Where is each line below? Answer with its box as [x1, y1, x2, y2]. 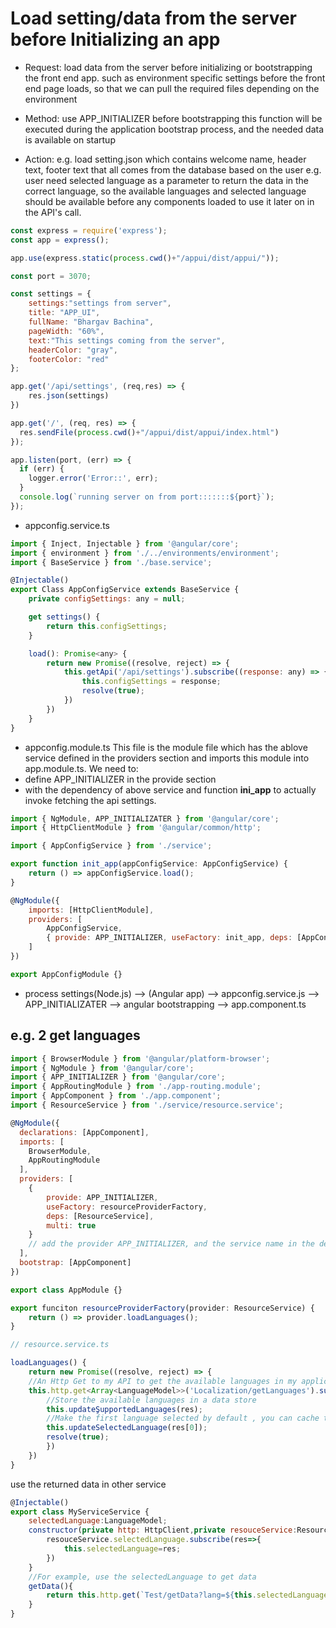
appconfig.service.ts [24, 519, 110, 531]
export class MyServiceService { [10, 1507, 150, 1517]
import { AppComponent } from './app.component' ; [10, 1091, 222, 1101]
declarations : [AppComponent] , [19, 1127, 150, 1137]
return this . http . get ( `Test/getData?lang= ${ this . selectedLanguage [46, 1590, 329, 1601]
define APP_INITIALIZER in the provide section [24, 773, 217, 785]
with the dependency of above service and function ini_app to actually [24, 783, 317, 796]
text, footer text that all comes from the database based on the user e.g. [24, 163, 322, 176]
